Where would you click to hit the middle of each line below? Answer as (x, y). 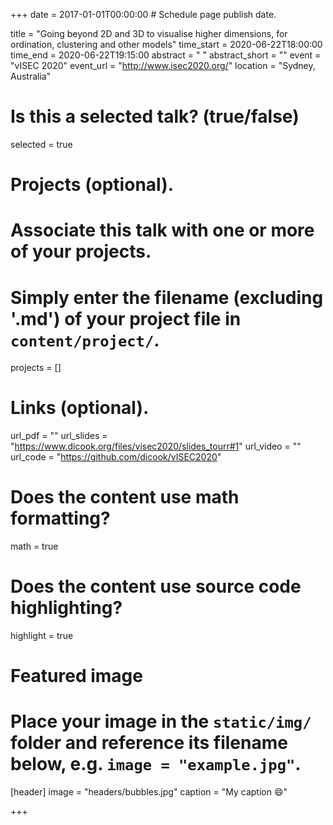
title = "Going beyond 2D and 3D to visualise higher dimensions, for (149, 33)
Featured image (76, 676)
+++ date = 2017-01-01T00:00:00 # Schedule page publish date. (143, 14)
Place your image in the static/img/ (161, 721)
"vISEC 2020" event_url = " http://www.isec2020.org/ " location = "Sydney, (163, 65)
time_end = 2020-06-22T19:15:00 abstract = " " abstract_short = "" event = (166, 55)
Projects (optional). (92, 185)
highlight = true (42, 636)
